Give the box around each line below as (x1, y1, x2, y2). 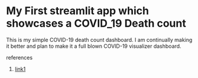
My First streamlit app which (6, 4, 150, 18)
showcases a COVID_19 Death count (6, 17, 186, 30)
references (6, 54, 33, 61)
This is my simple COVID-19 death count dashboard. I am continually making (6, 36, 193, 43)
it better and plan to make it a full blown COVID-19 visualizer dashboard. (6, 43, 181, 50)
